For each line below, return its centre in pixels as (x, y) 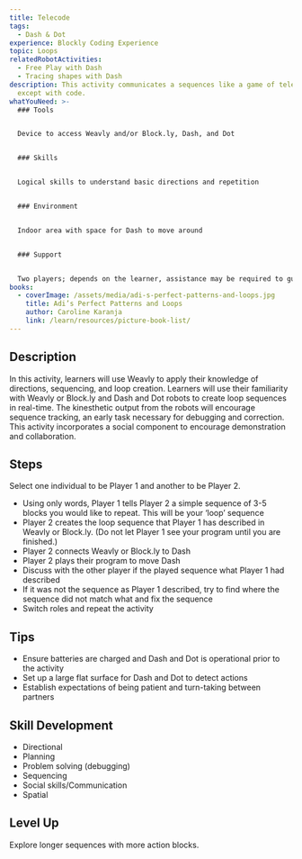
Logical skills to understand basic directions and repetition (138, 182)
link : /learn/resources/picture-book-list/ (108, 321)
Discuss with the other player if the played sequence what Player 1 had (153, 570)
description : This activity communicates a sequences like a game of (142, 85)
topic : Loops (34, 51)
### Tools (36, 110)
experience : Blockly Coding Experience (84, 43)
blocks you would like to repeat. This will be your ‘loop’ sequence (143, 513)
